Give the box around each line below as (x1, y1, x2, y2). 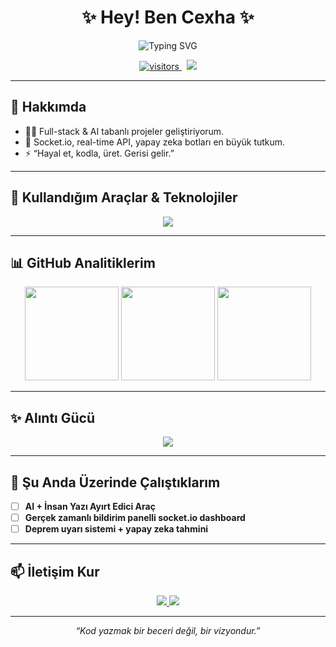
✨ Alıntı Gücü (10, 409, 96, 426)
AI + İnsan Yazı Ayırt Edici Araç (24, 501, 156, 512)
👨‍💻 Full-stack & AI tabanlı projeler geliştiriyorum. (24, 125, 225, 137)
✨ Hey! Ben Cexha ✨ (81, 6, 255, 29)
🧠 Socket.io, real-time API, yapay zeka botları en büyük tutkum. (24, 136, 286, 148)
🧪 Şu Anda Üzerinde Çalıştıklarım (10, 474, 221, 491)
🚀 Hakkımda (10, 99, 87, 116)
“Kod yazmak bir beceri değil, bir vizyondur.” (75, 625, 261, 636)
